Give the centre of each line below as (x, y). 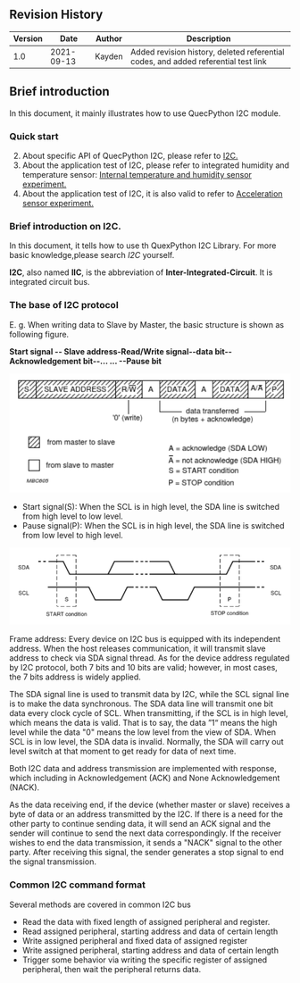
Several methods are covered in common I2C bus (100, 904)
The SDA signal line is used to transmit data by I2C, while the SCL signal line (150, 695)
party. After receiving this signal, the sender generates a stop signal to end (146, 853)
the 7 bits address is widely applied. (75, 677)
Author (108, 38)
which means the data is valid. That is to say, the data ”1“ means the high (143, 723)
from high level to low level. (72, 516)
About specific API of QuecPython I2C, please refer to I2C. (130, 156)
